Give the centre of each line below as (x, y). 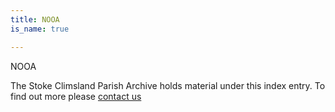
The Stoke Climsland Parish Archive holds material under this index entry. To (168, 85)
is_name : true (40, 29)
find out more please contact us (76, 96)
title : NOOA (35, 19)
